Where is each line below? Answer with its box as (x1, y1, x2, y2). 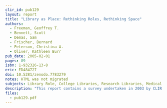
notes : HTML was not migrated (5, 77, 68, 82)
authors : (5, 21, 23, 26)
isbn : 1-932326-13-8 (5, 63, 48, 68)
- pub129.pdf (9, 95, 37, 100)
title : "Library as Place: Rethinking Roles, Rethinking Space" (5, 16, 142, 21)
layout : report (5, 12, 37, 17)
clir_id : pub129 (5, 7, 39, 12)
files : (5, 91, 19, 96)
